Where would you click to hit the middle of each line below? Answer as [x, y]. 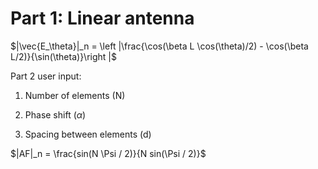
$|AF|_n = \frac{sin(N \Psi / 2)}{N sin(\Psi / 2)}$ [108, 153]
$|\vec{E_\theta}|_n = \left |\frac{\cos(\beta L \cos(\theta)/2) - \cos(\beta [159, 46]
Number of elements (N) [75, 95]
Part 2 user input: [46, 76]
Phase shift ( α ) [55, 114]
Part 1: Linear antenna [102, 18]
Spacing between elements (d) [88, 134]
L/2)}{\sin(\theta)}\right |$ [63, 56]
